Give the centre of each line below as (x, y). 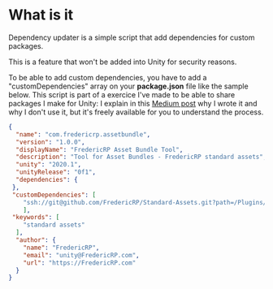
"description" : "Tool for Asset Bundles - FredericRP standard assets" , (141, 157)
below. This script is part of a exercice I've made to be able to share (122, 94)
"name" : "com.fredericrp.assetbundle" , (83, 134)
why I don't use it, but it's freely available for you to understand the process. (136, 112)
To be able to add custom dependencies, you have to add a (108, 77)
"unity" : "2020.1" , (49, 165)
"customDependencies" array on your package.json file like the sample (129, 86)
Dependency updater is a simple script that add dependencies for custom (132, 37)
